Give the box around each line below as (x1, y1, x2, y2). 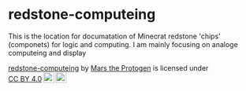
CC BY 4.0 (8, 74, 43, 83)
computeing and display (8, 48, 87, 57)
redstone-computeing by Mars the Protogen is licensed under (8, 63, 209, 72)
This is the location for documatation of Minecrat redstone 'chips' (8, 31, 221, 41)
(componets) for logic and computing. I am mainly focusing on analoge (8, 39, 238, 49)
